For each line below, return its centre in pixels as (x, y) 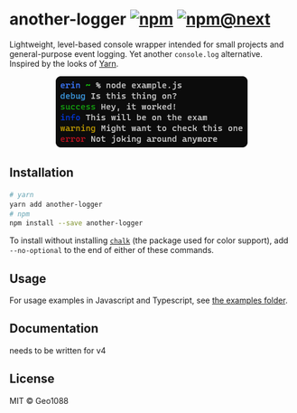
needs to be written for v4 (58, 350)
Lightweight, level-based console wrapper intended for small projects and (147, 44)
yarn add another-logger (56, 204)
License (32, 379)
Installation (42, 173)
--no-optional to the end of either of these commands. (112, 250)
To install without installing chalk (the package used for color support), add (149, 240)
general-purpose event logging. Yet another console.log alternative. (136, 53)
